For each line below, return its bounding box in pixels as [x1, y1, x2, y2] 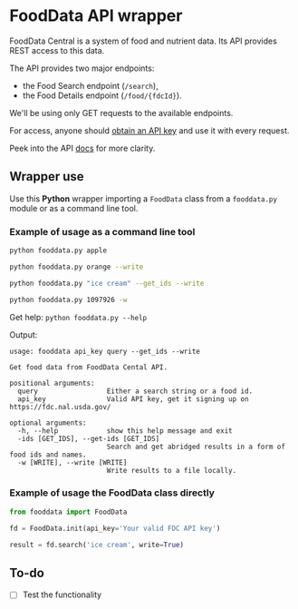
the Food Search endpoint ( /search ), [22, 80, 159, 91]
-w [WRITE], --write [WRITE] [17, 457, 128, 467]
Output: [9, 329, 38, 340]
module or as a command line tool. [9, 202, 139, 213]
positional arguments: [9, 378, 95, 388]
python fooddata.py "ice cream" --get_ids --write [9, 279, 205, 288]
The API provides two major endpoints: [9, 63, 155, 74]
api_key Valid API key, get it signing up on [17, 394, 249, 404]
